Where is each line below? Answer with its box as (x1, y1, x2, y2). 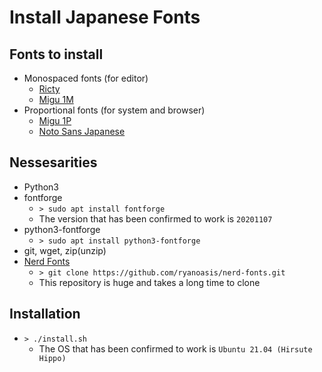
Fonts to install (9, 46, 104, 63)
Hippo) (38, 353, 67, 363)
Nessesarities (9, 154, 98, 171)
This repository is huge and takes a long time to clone (38, 276, 261, 288)
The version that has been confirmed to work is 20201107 (38, 212, 273, 225)
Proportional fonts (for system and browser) (23, 104, 206, 116)
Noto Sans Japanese (38, 126, 126, 137)
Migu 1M (38, 94, 74, 105)
